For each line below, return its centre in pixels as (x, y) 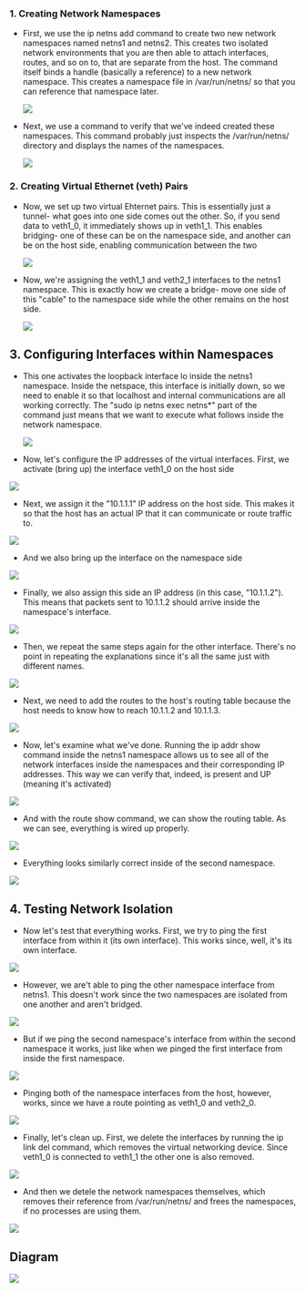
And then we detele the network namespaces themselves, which (144, 1192)
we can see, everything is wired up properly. (106, 828)
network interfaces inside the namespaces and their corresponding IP (153, 764)
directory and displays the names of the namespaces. (123, 146)
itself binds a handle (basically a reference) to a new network (137, 72)
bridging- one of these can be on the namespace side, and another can (157, 235)
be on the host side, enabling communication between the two (140, 245)
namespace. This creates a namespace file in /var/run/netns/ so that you (159, 82)
